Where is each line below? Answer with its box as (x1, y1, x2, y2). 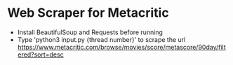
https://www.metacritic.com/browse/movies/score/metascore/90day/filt (17, 43, 226, 51)
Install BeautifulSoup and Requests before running (17, 28, 164, 36)
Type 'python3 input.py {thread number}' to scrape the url (17, 35, 186, 43)
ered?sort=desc (17, 50, 65, 59)
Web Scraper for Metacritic (7, 5, 170, 21)
